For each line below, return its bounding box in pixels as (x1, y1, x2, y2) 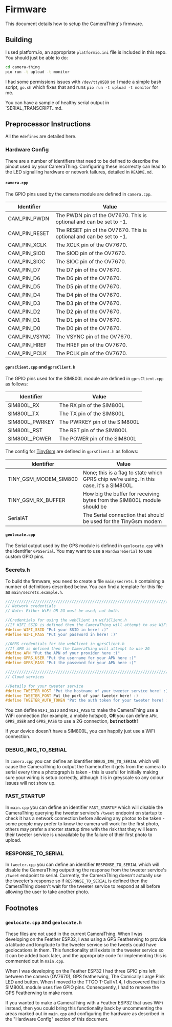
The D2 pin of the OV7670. (55, 308, 121, 315)
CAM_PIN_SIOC (8, 258, 46, 265)
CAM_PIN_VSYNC (8, 333, 51, 340)
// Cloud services (5, 674, 45, 680)
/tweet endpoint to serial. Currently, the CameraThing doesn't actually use (5, 873, 162, 879)
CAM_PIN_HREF (8, 341, 47, 348)
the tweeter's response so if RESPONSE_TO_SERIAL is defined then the (5, 878, 148, 884)
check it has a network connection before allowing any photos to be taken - (5, 815, 165, 821)
